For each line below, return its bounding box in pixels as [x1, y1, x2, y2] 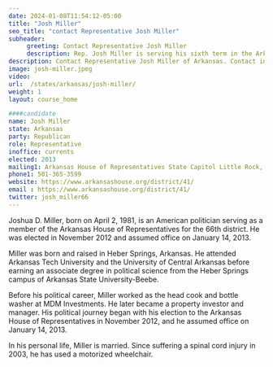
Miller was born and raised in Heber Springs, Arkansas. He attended [8, 248, 237, 258]
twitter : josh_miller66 [8, 193, 89, 201]
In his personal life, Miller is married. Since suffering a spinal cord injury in [8, 340, 256, 350]
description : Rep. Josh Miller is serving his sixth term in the [26, 50, 253, 58]
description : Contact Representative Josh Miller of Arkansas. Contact [8, 58, 256, 66]
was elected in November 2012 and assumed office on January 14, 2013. [8, 233, 252, 242]
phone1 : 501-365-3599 [8, 170, 82, 179]
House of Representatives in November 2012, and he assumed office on [8, 316, 249, 325]
